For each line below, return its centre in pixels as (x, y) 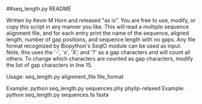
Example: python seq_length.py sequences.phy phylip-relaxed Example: (96, 88)
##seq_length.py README (39, 9)
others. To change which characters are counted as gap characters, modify (100, 59)
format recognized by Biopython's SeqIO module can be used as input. (94, 46)
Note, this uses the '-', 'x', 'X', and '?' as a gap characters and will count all (98, 52)
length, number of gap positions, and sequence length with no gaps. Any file (101, 39)
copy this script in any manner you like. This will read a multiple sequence (98, 27)
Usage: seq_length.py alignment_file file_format (65, 77)
